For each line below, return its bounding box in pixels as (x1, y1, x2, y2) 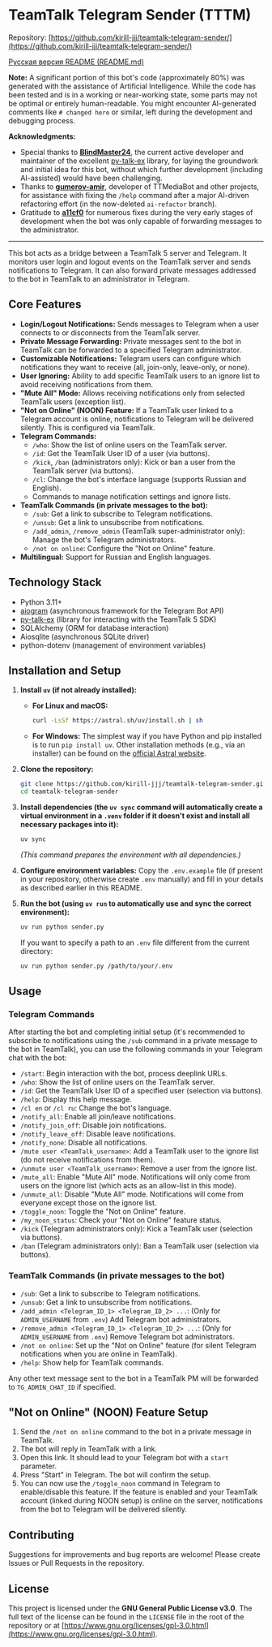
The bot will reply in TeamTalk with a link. (19, 1444, 158, 1454)
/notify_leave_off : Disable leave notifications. (19, 1129, 176, 1139)
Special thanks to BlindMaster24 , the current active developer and (19, 147, 244, 157)
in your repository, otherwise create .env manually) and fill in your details (19, 874, 264, 884)
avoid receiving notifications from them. (19, 379, 154, 389)
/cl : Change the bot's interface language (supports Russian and (32, 474, 247, 484)
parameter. (19, 1461, 57, 1471)
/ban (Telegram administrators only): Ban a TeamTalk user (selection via (19, 1241, 259, 1251)
